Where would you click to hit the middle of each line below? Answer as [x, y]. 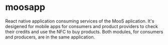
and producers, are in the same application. [50, 37]
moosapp [25, 7]
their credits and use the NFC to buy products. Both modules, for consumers [84, 31]
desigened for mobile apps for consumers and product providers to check [81, 26]
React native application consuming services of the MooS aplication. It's [80, 21]
